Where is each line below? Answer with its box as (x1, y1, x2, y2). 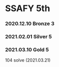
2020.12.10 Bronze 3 (5, 20, 55, 27)
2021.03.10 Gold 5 (5, 46, 49, 53)
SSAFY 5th (5, 3, 50, 14)
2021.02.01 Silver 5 (5, 33, 52, 40)
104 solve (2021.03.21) (5, 57, 51, 63)
